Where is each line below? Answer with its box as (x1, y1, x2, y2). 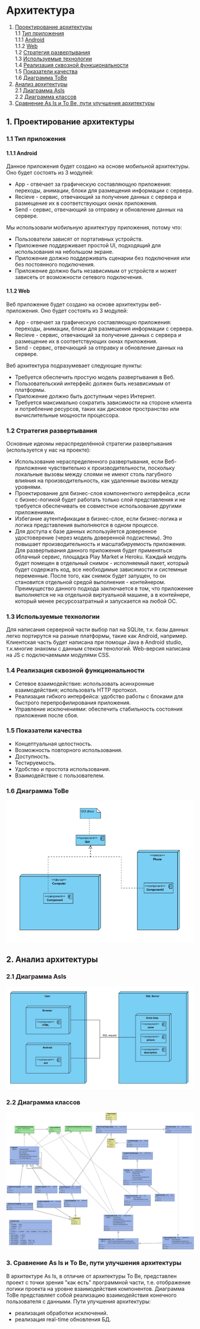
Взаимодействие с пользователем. (14, 772, 105, 779)
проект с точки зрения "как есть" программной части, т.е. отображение (6, 1279, 191, 1286)
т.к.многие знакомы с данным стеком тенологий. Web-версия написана (6, 645, 190, 652)
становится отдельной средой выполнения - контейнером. (14, 578, 165, 585)
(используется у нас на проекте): (6, 446, 91, 453)
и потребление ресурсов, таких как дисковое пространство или (14, 405, 180, 412)
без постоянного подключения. (14, 261, 95, 268)
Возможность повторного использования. (14, 746, 123, 753)
